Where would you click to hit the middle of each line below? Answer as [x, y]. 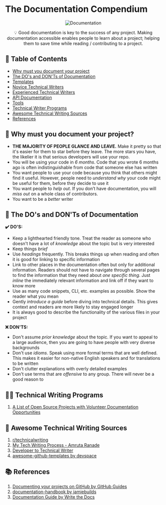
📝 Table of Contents [36, 59]
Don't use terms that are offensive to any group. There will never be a [83, 374]
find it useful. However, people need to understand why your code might [86, 178]
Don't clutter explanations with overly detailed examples [70, 369]
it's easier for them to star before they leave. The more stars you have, [84, 151]
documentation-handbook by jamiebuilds [54, 492]
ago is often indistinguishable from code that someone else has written [85, 167]
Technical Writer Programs [39, 108]
